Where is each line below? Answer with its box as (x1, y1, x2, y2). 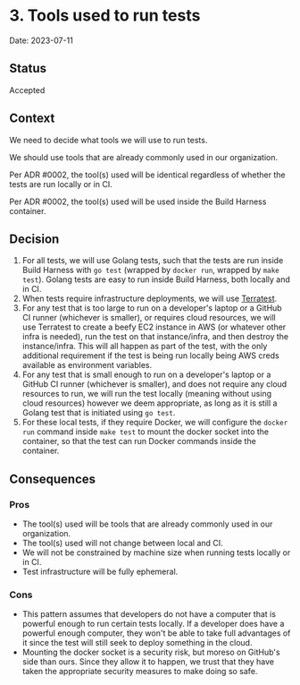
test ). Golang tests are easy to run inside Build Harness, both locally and (21, 274, 290, 285)
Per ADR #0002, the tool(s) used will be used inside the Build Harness (9, 196, 267, 207)
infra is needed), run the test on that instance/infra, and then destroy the (21, 331, 289, 342)
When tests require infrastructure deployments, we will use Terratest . (21, 293, 278, 304)
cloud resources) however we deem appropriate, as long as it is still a (21, 398, 278, 408)
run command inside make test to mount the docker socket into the (21, 426, 270, 437)
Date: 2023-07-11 (9, 35, 73, 46)
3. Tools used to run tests (9, 5, 201, 26)
